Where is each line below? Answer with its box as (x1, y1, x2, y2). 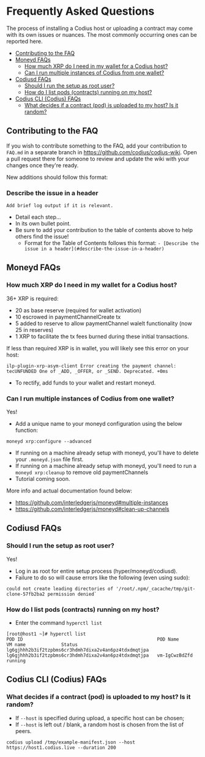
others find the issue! (15, 233, 69, 240)
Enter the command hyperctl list (15, 619, 102, 627)
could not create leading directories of (6, 586, 114, 592)
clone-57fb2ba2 (6, 591, 45, 597)
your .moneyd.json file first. (15, 456, 84, 463)
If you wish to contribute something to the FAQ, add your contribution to (6, 142, 187, 149)
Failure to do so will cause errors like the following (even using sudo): (15, 574, 190, 581)
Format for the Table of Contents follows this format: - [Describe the (24, 239, 199, 247)
